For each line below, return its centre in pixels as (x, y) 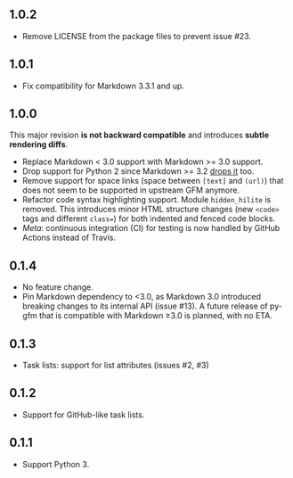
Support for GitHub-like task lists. (83, 415)
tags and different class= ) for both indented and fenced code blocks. (149, 218)
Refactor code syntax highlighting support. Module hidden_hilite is (146, 200)
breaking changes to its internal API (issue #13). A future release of (145, 306)
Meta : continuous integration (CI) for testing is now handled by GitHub (151, 228)
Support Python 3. (56, 464)
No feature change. (57, 287)
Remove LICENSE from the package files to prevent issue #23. (137, 36)
